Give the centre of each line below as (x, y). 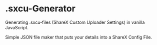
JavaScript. (17, 27)
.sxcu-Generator (40, 9)
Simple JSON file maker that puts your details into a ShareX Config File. (79, 37)
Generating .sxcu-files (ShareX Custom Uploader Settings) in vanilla (75, 22)
